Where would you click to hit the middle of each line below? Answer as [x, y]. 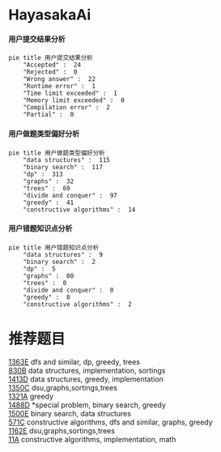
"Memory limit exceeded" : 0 [74, 100]
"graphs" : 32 [49, 181]
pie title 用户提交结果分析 [51, 58]
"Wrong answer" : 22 [59, 79]
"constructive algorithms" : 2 [77, 304]
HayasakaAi [50, 15]
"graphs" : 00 [49, 276]
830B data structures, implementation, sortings [87, 370]
